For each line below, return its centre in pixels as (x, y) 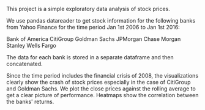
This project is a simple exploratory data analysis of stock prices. (88, 9)
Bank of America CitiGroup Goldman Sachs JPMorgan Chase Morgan (94, 39)
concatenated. (24, 64)
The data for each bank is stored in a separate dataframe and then (90, 57)
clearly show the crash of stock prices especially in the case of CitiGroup (99, 82)
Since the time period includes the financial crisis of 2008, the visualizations (102, 75)
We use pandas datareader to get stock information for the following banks (101, 20)
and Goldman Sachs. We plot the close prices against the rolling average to (101, 89)
